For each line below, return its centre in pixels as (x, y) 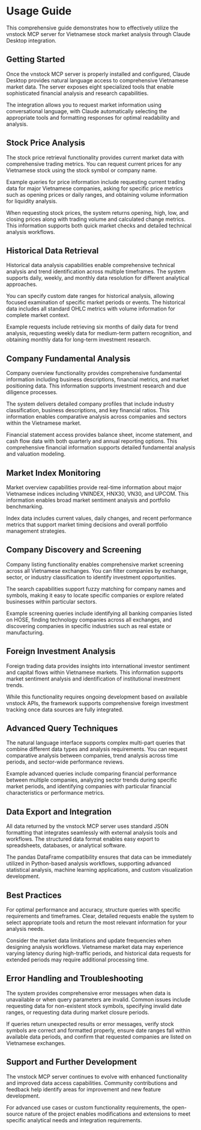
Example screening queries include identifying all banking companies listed (99, 613)
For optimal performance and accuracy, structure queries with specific (94, 910)
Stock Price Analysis (46, 143)
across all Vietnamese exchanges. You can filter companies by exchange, (97, 570)
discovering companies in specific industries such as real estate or (89, 626)
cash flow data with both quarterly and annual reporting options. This (92, 441)
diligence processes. (32, 392)
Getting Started (36, 59)
